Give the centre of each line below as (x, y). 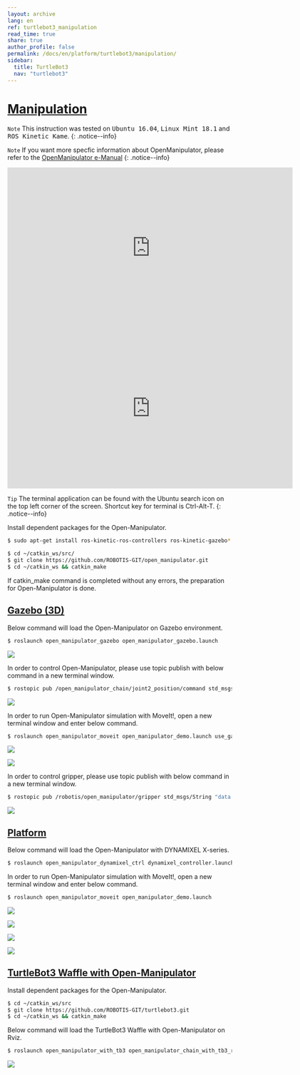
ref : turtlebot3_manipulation (52, 27)
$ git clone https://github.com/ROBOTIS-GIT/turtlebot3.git (99, 1010)
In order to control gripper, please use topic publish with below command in (118, 776)
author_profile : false (41, 47)
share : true (25, 41)
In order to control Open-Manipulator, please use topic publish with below (116, 668)
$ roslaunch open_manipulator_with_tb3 (67, 1051)
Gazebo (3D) (36, 611)
